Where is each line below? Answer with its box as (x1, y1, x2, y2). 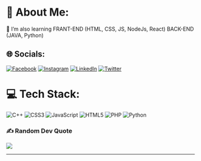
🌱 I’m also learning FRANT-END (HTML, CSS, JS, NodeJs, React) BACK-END (6, 25, 194, 32)
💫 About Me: (6, 5, 69, 19)
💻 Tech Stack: (6, 87, 80, 101)
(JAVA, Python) (6, 31, 44, 38)
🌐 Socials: (6, 49, 45, 59)
